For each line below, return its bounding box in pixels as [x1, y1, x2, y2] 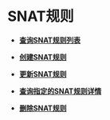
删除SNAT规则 [18, 103, 67, 113]
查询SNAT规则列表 [18, 35, 81, 45]
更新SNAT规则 [18, 69, 67, 78]
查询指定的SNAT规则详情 [18, 86, 102, 96]
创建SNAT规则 [18, 52, 67, 62]
